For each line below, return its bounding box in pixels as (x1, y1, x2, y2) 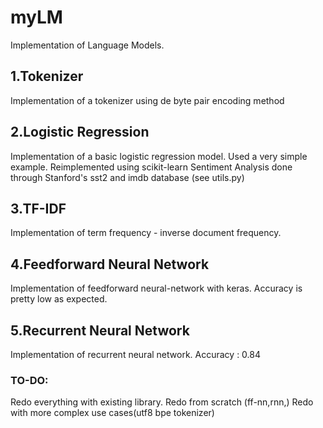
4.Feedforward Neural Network (10, 256, 210, 273)
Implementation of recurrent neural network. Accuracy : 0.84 (10, 349, 261, 360)
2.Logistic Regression (10, 124, 150, 141)
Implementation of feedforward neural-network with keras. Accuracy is (10, 282, 303, 295)
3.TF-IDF (10, 200, 67, 217)
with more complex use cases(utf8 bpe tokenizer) (10, 407, 215, 419)
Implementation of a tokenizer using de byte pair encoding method (10, 94, 285, 106)
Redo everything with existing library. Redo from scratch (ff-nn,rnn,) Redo (10, 396, 314, 408)
